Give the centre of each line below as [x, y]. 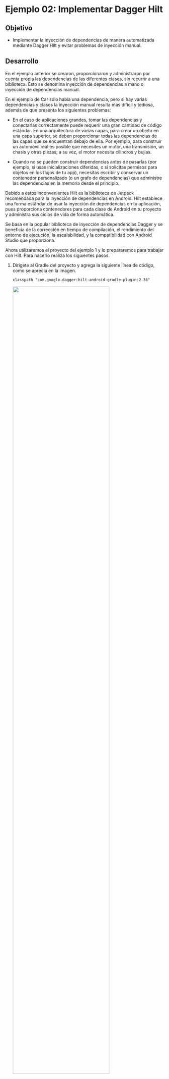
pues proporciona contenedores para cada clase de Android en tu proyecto [83, 209]
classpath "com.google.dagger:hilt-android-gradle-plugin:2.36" [81, 280]
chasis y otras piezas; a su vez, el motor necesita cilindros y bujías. [82, 152]
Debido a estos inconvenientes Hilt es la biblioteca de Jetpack [70, 193]
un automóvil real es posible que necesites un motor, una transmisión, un [88, 146]
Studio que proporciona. [30, 240]
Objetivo [19, 28]
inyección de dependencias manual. [43, 89]
